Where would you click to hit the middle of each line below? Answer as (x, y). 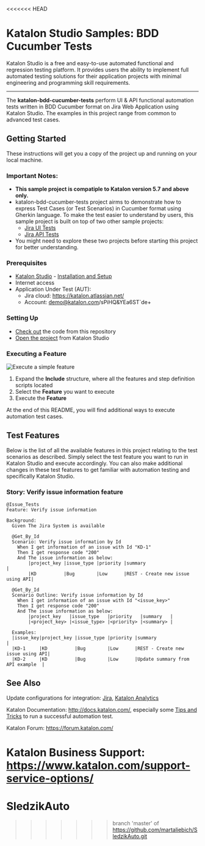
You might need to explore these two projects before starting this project (106, 241)
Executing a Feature (37, 354)
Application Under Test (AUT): (53, 290)
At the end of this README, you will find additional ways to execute (91, 410)
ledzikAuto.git (130, 836)
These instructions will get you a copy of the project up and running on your (102, 153)
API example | (26, 665)
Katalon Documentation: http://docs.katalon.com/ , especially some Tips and (102, 709)
